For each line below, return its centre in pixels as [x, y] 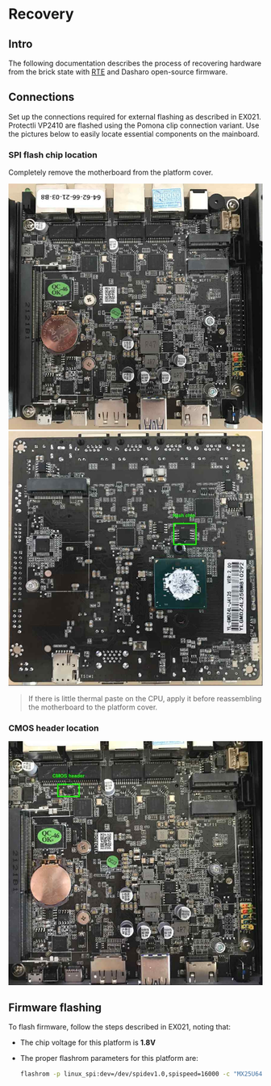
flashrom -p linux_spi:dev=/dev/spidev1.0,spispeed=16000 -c [125, 1074]
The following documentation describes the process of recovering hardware [135, 63]
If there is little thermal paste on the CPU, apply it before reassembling [145, 699]
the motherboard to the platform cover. [93, 707]
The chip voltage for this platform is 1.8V [88, 1042]
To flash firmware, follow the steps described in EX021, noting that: [120, 1027]
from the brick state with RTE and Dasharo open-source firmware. [118, 72]
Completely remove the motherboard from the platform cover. [111, 173]
